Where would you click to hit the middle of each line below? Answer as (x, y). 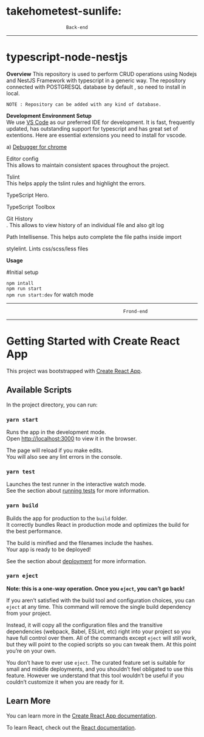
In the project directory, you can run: (52, 405)
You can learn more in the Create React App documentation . (82, 716)
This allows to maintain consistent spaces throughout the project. (88, 165)
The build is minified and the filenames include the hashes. (80, 543)
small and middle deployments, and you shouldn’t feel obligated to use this (100, 669)
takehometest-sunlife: (64, 11)
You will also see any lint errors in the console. (64, 456)
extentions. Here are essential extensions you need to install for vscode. (97, 135)
